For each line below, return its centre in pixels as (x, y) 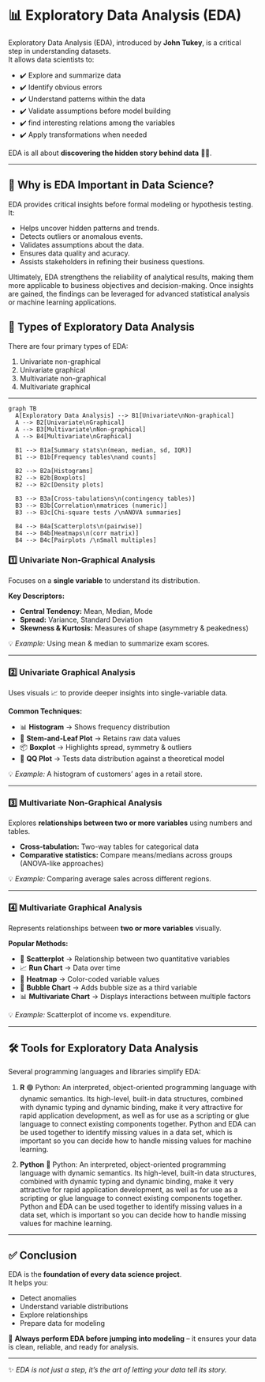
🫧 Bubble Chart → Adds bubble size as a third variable (108, 987)
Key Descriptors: (37, 596)
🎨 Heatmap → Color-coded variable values (90, 979)
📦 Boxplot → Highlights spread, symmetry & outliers (105, 748)
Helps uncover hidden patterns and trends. (90, 228)
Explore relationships (54, 1315)
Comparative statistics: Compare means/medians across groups (126, 855)
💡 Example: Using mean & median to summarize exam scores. (109, 643)
